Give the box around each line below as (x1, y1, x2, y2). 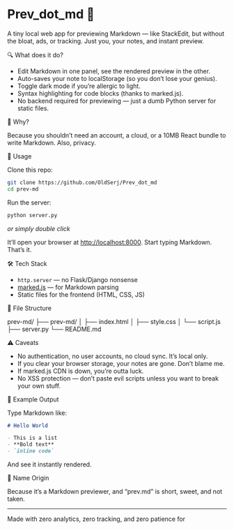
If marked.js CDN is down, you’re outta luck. (17, 367, 144, 375)
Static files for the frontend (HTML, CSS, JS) (17, 290, 145, 299)
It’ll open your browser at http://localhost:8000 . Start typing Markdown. (7, 237, 212, 246)
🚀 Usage (7, 152, 32, 160)
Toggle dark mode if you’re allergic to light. (17, 82, 141, 90)
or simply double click (7, 224, 71, 233)
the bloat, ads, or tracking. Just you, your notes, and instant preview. (7, 36, 204, 45)
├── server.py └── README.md (7, 325, 102, 333)
